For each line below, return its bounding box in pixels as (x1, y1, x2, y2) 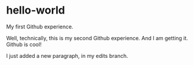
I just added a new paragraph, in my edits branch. (6, 52, 128, 59)
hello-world (6, 4, 66, 17)
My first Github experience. (6, 23, 73, 30)
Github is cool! (6, 41, 42, 48)
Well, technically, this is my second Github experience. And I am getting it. (6, 34, 188, 41)
